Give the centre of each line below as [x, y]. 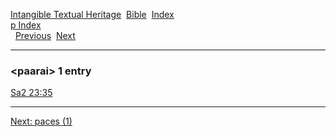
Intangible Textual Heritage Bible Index [92, 14]
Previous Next [45, 35]
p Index [26, 25]
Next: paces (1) [41, 121]
